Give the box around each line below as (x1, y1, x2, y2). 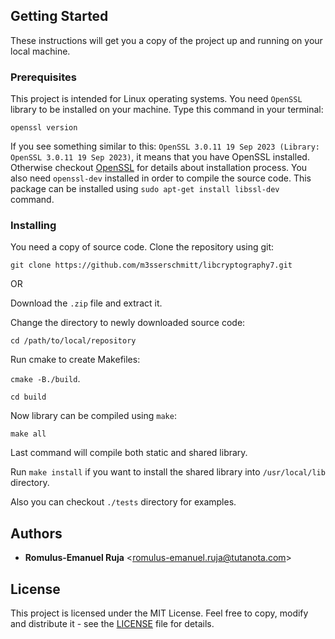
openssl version (10, 123, 78, 133)
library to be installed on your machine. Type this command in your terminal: (10, 104, 324, 116)
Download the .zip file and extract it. (10, 297, 163, 309)
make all (10, 429, 47, 439)
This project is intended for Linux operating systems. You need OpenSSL (10, 93, 303, 105)
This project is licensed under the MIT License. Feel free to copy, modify (10, 607, 309, 619)
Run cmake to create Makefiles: (10, 354, 141, 366)
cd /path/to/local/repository (10, 336, 137, 346)
